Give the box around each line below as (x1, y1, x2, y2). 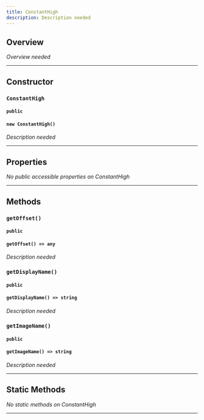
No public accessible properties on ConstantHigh (6, 173, 130, 180)
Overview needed (6, 53, 50, 61)
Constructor (6, 77, 53, 87)
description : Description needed (6, 15, 91, 21)
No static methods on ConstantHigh (6, 401, 97, 408)
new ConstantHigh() (6, 121, 56, 127)
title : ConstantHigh (6, 9, 59, 15)
